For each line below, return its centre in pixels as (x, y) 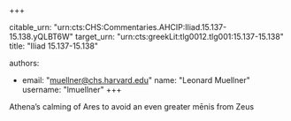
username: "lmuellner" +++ (72, 90)
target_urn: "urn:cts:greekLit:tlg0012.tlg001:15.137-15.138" (180, 37)
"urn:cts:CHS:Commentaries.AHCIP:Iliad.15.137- (140, 27)
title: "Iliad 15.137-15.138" (54, 46)
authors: (24, 63)
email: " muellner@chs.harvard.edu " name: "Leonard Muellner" (136, 80)
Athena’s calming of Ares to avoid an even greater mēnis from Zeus (132, 106)
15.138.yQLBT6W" (41, 37)
